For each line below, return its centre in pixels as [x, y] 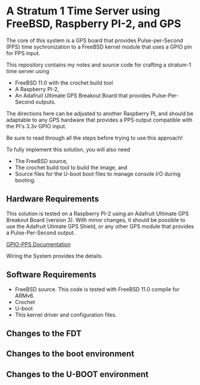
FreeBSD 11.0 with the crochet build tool [64, 83]
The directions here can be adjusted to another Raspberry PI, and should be [100, 113]
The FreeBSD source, [41, 161]
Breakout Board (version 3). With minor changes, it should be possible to [96, 219]
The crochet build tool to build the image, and [71, 167]
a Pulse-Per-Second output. [41, 233]
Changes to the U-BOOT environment [77, 374]
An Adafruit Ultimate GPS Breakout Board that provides [83, 95]
